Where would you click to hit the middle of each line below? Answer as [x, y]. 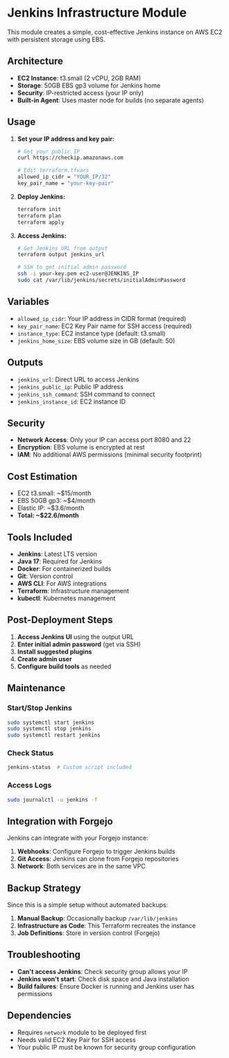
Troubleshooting [44, 955]
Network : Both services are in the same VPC [81, 866]
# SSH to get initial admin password [72, 267]
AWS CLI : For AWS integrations [62, 584]
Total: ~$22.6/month [48, 515]
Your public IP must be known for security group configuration [107, 1047]
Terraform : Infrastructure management [73, 591]
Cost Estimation [42, 476]
